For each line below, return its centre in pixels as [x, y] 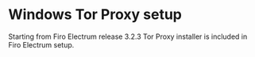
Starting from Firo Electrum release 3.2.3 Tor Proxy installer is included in [128, 36]
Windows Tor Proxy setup [95, 15]
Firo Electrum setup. [41, 44]
